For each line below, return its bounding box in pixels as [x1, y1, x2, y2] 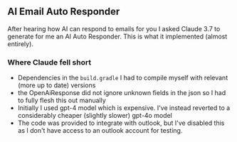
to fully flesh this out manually [17, 96, 107, 105]
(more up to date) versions [17, 81, 96, 89]
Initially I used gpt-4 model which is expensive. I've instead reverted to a [17, 104, 231, 112]
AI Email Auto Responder [7, 6, 120, 18]
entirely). [7, 39, 34, 48]
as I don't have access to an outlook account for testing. [17, 126, 183, 135]
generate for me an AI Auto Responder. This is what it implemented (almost [7, 32, 228, 40]
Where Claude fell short [7, 57, 91, 67]
